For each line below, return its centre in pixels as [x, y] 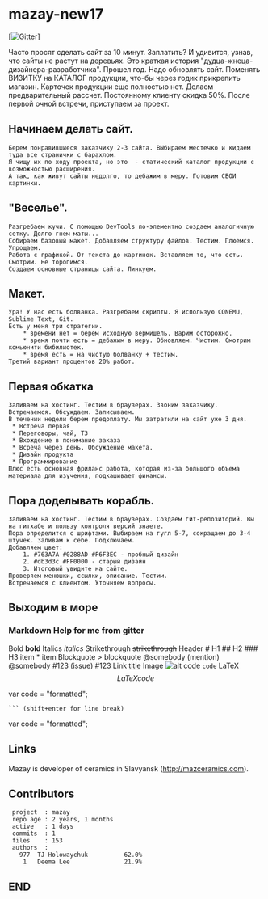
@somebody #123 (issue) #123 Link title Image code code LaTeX [124, 665]
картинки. [25, 183]
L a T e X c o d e [136, 678]
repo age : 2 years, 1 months [63, 820]
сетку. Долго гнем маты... [54, 234]
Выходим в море [53, 608]
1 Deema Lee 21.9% [83, 862]
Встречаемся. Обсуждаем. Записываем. [72, 412]
